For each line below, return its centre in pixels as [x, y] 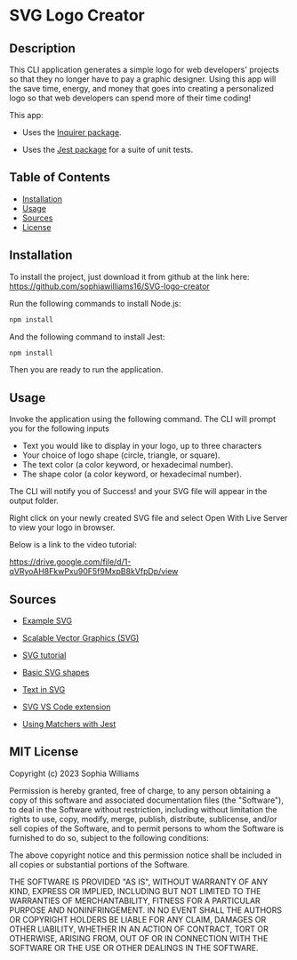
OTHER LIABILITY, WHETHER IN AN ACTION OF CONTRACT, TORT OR [139, 929]
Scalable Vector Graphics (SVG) [80, 638]
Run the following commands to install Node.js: [95, 303]
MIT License [44, 752]
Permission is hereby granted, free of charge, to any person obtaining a [140, 790]
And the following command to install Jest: [87, 336]
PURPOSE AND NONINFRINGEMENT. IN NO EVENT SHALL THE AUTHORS [146, 910]
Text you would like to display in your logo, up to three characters [142, 446]
